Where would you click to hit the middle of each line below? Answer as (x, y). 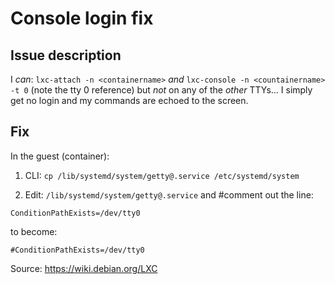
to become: (34, 231)
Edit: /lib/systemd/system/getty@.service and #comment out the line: (169, 194)
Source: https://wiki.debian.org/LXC (84, 268)
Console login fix (82, 18)
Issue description (66, 55)
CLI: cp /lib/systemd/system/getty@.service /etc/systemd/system (162, 175)
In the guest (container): (60, 156)
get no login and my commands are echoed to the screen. (129, 100)
